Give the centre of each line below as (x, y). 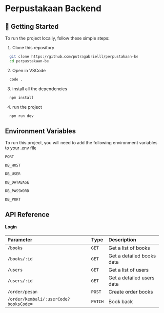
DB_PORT (13, 200)
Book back (121, 301)
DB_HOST (13, 166)
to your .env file (21, 148)
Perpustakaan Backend (53, 9)
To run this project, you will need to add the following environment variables (81, 143)
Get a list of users (129, 270)
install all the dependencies (40, 89)
